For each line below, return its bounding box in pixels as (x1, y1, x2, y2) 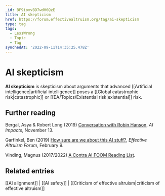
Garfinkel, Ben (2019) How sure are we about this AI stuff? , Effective (5, 137, 147, 143)
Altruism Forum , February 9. (5, 142, 64, 149)
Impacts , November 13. (5, 127, 54, 134)
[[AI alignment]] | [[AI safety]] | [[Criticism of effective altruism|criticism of (5, 180, 160, 186)
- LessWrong (10, 31, 35, 36)
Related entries (5, 167, 55, 175)
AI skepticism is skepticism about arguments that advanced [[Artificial (5, 83, 152, 89)
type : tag (5, 21, 26, 27)
